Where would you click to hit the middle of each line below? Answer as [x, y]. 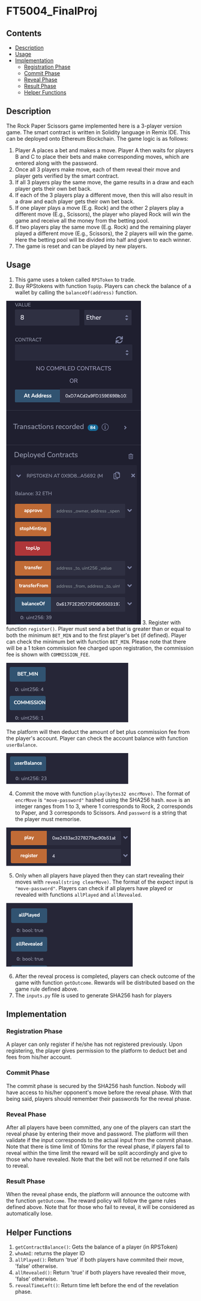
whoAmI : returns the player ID [50, 1253]
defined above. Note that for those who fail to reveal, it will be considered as [100, 1207]
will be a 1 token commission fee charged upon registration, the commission [100, 648]
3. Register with [161, 622]
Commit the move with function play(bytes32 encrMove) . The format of [102, 793]
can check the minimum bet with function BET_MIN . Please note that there [96, 641]
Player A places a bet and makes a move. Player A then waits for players [104, 150]
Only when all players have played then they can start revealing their [100, 875]
